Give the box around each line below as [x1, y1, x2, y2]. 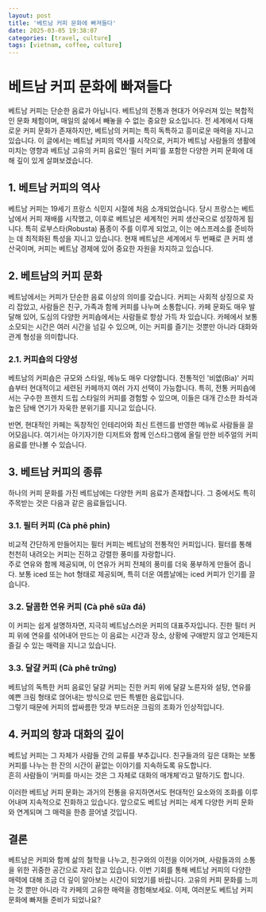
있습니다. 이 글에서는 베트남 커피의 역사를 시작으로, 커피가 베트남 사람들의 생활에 [8, 136, 256, 146]
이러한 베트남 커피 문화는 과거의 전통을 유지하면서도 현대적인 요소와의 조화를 [8, 787, 244, 797]
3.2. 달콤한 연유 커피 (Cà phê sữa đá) [8, 601, 146, 613]
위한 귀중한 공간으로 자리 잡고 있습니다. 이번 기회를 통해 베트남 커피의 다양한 [16, 865, 252, 875]
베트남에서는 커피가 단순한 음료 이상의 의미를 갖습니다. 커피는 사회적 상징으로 [8, 292, 246, 301]
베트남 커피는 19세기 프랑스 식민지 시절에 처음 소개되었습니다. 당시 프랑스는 [8, 204, 241, 213]
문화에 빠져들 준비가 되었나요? [8, 895, 102, 905]
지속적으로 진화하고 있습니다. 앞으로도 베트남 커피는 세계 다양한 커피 [29, 797, 240, 807]
